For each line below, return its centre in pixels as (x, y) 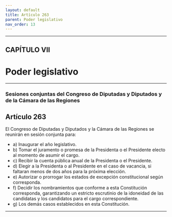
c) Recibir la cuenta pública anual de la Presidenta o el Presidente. (82, 161)
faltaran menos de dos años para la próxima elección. (69, 172)
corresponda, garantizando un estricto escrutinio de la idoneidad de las (88, 193)
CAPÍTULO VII (28, 50)
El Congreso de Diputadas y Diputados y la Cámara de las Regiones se (80, 129)
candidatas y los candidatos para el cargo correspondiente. (76, 199)
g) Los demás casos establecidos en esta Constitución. (71, 204)
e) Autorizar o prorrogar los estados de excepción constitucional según (88, 177)
